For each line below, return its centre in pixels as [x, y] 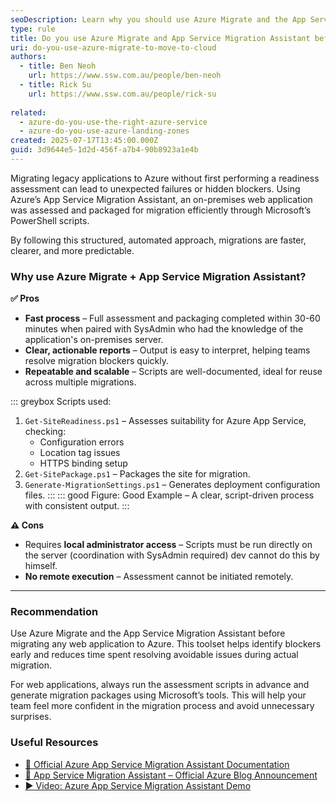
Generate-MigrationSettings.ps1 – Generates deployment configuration [172, 485]
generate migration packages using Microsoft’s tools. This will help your [158, 695]
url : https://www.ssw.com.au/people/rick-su [122, 94]
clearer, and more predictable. [72, 250]
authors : [28, 57]
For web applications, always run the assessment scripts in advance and [160, 685]
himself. [41, 566]
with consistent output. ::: [77, 506]
